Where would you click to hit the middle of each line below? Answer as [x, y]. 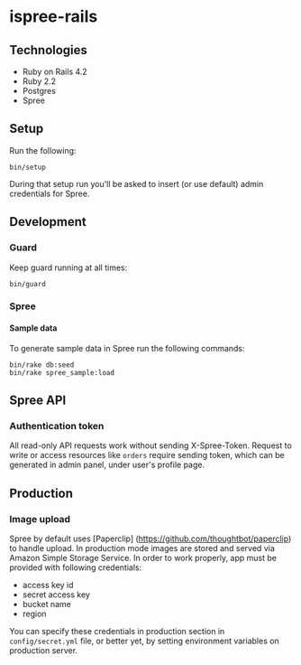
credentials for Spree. [50, 193]
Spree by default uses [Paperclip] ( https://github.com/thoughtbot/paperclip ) [150, 539]
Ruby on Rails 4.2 [55, 71]
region [34, 613]
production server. [44, 651]
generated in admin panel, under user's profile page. [107, 465]
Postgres [39, 91]
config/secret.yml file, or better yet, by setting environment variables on [144, 641]
